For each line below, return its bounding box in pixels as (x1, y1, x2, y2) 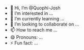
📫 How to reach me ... (10, 27, 58, 33)
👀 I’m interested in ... (10, 10, 53, 16)
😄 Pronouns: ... (10, 34, 43, 40)
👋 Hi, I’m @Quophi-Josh (10, 5, 61, 11)
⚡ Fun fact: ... (10, 40, 38, 46)
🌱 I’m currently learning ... (10, 16, 65, 21)
